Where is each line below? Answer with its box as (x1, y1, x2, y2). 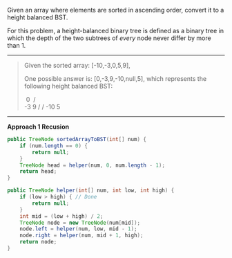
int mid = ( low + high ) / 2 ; (19, 212, 104, 220)
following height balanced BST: (23, 82, 113, 90)
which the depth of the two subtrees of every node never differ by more (7, 34, 212, 42)
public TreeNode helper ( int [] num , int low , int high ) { (7, 187, 175, 194)
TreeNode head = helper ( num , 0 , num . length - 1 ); (19, 162, 166, 169)
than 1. (7, 42, 26, 49)
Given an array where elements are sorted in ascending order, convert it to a (7, 6, 224, 14)
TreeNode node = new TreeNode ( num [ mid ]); (19, 219, 140, 226)
